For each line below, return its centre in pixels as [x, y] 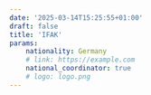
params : [24, 43]
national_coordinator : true [78, 69]
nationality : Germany [66, 52]
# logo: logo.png [58, 77]
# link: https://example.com [80, 60]
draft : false [34, 26]
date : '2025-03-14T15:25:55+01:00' [76, 18]
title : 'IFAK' [36, 34]
